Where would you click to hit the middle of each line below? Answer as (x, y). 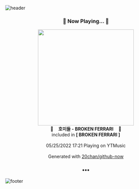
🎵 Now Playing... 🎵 (86, 21)
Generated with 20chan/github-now (86, 157)
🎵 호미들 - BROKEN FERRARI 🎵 (86, 129)
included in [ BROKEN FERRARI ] (86, 135)
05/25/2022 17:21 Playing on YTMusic (86, 145)
